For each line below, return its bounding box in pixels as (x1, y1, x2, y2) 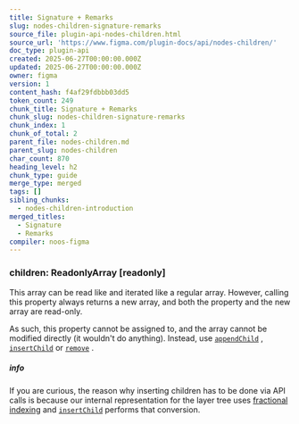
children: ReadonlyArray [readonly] (9, 267, 166, 279)
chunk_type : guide (9, 170, 78, 179)
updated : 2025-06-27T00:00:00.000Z (9, 63, 142, 72)
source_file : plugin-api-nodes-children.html (9, 29, 181, 38)
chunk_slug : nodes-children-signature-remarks (9, 112, 186, 121)
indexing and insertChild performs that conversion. (9, 403, 201, 415)
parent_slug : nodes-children (9, 145, 118, 154)
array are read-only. (9, 305, 83, 317)
